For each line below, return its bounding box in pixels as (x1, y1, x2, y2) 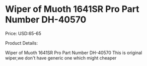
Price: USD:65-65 (5, 30, 41, 36)
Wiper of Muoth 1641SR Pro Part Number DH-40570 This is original (5, 50, 143, 56)
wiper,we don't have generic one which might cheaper (5, 55, 117, 61)
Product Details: (5, 40, 38, 46)
